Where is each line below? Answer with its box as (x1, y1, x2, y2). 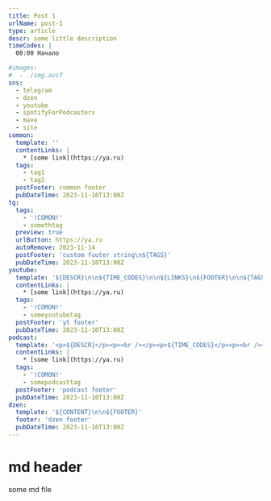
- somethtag (23, 221, 63, 230)
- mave (15, 116, 38, 125)
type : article (8, 27, 56, 35)
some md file (8, 484, 52, 494)
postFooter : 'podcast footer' (15, 386, 117, 394)
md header (8, 458, 83, 476)
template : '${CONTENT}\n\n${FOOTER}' (15, 408, 143, 416)
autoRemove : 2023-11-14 (15, 243, 95, 252)
